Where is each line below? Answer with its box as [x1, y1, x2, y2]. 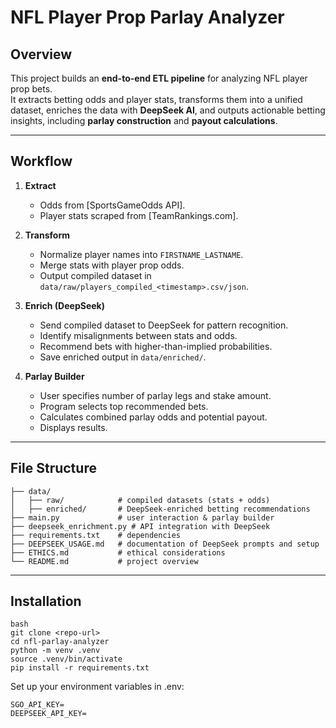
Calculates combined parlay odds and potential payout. [39, 411, 268, 423]
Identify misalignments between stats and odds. [39, 329, 238, 341]
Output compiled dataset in [39, 269, 152, 281]
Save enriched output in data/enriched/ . [39, 351, 207, 363]
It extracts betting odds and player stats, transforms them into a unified [10, 94, 303, 105]
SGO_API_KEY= [10, 700, 65, 710]
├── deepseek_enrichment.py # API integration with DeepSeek [10, 521, 271, 531]
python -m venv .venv [10, 646, 101, 656]
